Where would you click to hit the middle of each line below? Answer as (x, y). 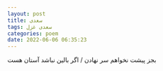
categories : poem (33, 33)
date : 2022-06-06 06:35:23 (47, 40)
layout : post (27, 14)
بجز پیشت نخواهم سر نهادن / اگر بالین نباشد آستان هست (82, 60)
